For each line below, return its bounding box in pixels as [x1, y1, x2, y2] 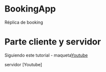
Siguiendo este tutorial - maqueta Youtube [4, 52, 88, 58]
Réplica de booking [4, 19, 43, 25]
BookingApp [4, 3, 56, 14]
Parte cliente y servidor [4, 36, 101, 47]
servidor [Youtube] [4, 61, 42, 67]
